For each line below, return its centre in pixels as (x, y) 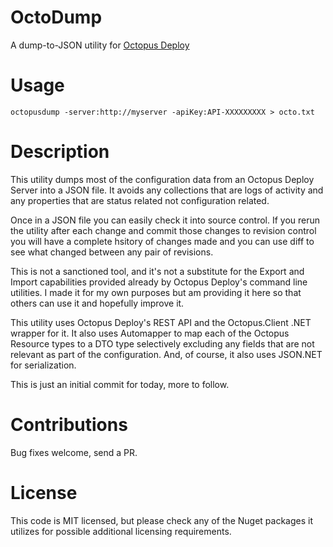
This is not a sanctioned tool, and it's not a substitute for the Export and (157, 271)
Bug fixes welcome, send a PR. (74, 452)
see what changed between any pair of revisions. (112, 252)
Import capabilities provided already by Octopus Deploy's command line (159, 282)
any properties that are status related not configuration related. (140, 200)
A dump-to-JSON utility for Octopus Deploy (100, 45)
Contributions (69, 425)
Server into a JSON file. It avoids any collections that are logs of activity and (167, 190)
